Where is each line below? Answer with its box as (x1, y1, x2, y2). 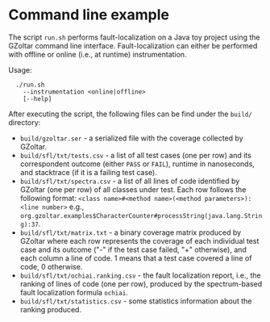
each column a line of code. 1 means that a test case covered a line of (19, 253, 252, 263)
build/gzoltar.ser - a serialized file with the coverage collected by (19, 133, 243, 143)
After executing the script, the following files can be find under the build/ (8, 109, 252, 119)
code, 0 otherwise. (19, 261, 83, 271)
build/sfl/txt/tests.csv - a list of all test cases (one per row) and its (19, 150, 251, 160)
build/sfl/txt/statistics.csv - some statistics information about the (19, 296, 252, 306)
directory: (8, 117, 41, 127)
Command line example (8, 6, 169, 24)
